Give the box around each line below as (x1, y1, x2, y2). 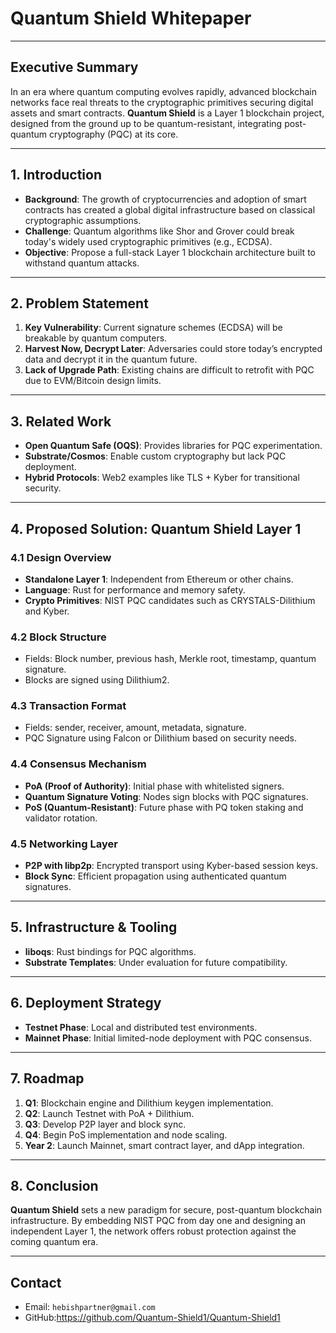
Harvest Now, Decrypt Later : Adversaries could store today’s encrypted (24, 343, 323, 355)
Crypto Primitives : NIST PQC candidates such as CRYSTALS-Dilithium (24, 594, 316, 606)
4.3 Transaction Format (10, 699, 127, 713)
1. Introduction (10, 167, 102, 184)
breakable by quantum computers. (24, 332, 168, 344)
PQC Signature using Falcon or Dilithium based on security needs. (24, 732, 298, 744)
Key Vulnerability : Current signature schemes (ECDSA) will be (24, 322, 283, 334)
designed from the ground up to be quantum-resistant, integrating (10, 117, 283, 129)
